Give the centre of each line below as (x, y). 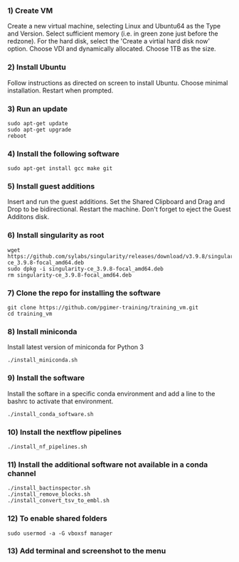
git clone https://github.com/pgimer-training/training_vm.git (103, 308)
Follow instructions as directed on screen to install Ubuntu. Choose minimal (118, 83)
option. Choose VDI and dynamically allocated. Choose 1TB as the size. (112, 49)
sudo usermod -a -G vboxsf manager (60, 533)
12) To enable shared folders (58, 519)
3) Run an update (38, 109)
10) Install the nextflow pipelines (65, 432)
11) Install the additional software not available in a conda (108, 465)
